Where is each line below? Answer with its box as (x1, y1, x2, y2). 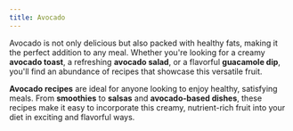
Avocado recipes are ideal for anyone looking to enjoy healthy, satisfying (9, 83, 278, 94)
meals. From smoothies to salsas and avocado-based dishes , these (9, 93, 263, 103)
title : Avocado (9, 12, 66, 22)
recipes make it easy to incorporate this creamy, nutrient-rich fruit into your (9, 102, 286, 112)
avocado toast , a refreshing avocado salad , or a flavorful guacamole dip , (9, 56, 281, 67)
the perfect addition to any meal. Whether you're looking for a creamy (9, 46, 265, 58)
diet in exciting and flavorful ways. (9, 111, 135, 122)
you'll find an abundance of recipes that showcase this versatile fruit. (9, 66, 263, 77)
